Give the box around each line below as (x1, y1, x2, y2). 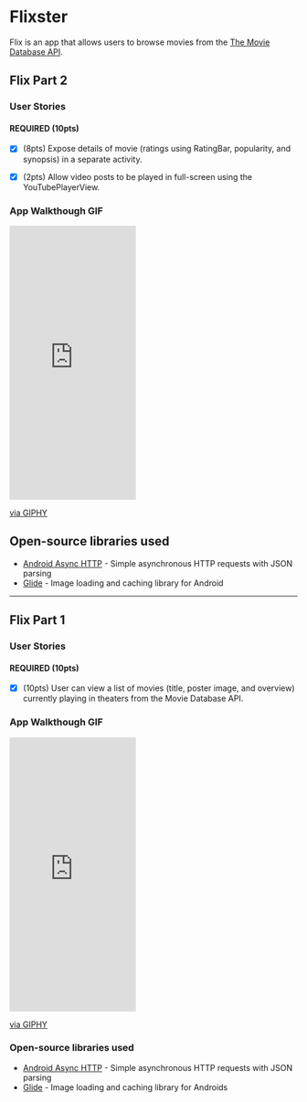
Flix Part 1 (9, 612, 66, 628)
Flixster (9, 6, 69, 27)
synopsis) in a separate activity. (22, 154, 143, 164)
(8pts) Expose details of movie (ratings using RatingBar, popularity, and (22, 143, 291, 154)
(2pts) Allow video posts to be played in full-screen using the (22, 171, 253, 182)
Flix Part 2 (9, 73, 69, 89)
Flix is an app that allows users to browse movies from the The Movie (9, 37, 270, 48)
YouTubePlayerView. (22, 181, 101, 193)
